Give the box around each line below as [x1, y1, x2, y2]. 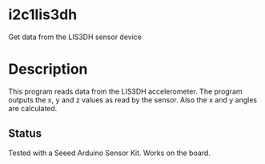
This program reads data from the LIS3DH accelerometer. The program [8, 86, 243, 96]
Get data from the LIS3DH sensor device [8, 32, 143, 42]
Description [8, 60, 88, 78]
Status [8, 126, 42, 141]
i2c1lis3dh [8, 6, 78, 24]
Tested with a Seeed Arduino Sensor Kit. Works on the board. [8, 148, 211, 158]
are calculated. [8, 103, 58, 113]
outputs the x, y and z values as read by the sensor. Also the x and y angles [8, 94, 258, 105]
